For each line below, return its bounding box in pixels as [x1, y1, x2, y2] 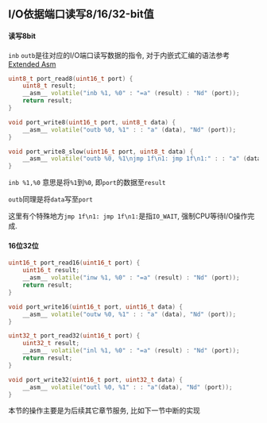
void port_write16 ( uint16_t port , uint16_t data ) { [8, 302, 183, 311]
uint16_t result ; [22, 267, 80, 275]
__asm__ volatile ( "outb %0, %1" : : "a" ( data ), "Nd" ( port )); [22, 125, 237, 133]
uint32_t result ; [22, 340, 80, 348]
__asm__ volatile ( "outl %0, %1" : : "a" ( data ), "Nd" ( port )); [22, 383, 233, 391]
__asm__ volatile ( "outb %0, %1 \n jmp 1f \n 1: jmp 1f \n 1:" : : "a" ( [22, 155, 247, 163]
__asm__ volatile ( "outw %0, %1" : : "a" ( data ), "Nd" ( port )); [22, 310, 237, 318]
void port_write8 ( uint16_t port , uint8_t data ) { [8, 118, 176, 126]
